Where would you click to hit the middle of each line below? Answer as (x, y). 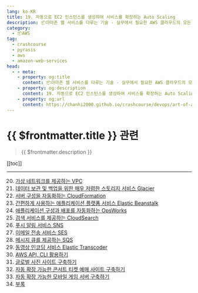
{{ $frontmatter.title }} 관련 (73, 135)
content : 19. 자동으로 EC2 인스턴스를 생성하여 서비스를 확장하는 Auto (99, 94)
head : (13, 66)
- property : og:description (51, 88)
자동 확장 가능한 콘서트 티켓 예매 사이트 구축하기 (70, 269)
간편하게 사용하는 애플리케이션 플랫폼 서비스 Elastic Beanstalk (87, 203)
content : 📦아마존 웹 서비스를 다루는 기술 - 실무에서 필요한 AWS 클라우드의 (104, 83)
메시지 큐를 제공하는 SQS (44, 240)
